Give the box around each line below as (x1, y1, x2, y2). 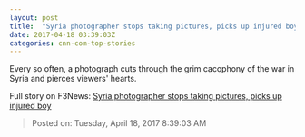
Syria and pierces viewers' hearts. (9, 73, 137, 84)
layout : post (9, 13, 59, 23)
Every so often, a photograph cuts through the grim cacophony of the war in (9, 64, 295, 74)
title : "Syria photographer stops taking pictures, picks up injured (9, 22, 282, 31)
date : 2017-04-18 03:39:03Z (9, 30, 116, 39)
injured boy (9, 101, 52, 112)
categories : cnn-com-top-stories (9, 38, 136, 48)
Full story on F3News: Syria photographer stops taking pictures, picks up (9, 91, 283, 102)
